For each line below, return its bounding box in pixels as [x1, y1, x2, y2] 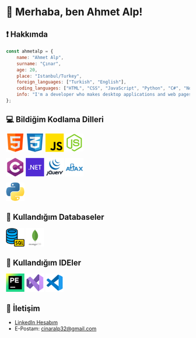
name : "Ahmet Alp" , [16, 54, 64, 60]
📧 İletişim [6, 303, 40, 313]
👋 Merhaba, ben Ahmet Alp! [6, 5, 143, 19]
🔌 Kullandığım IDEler [6, 257, 82, 268]
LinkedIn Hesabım [14, 319, 58, 326]
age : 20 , [16, 67, 38, 73]
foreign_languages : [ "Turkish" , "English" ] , [16, 79, 127, 85]
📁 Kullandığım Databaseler [6, 212, 104, 222]
